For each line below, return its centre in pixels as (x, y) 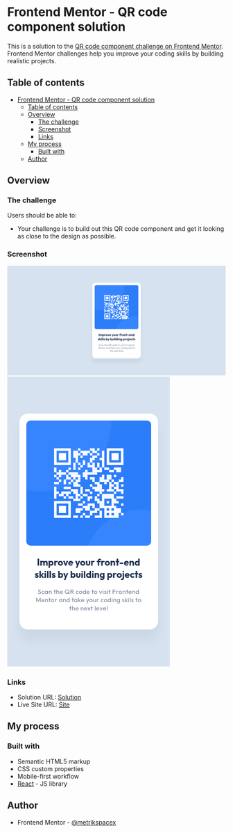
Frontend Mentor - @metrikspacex (67, 822)
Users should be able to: (42, 216)
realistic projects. (32, 60)
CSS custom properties (51, 768)
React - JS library (42, 784)
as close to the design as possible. (67, 236)
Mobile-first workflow (48, 776)
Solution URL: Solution (49, 697)
